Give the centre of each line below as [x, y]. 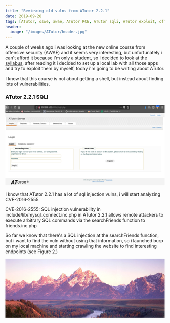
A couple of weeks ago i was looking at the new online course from [75, 47]
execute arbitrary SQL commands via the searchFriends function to [75, 220]
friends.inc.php [21, 226]
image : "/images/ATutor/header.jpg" [48, 32]
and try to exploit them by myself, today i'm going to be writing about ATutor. [85, 69]
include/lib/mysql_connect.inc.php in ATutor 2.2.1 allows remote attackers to [84, 215]
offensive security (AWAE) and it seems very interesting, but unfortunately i [84, 53]
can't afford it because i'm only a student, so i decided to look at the [76, 58]
